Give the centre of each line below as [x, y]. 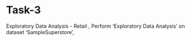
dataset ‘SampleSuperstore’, [40, 32]
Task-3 [24, 10]
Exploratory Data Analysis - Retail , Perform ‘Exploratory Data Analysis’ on [95, 26]
